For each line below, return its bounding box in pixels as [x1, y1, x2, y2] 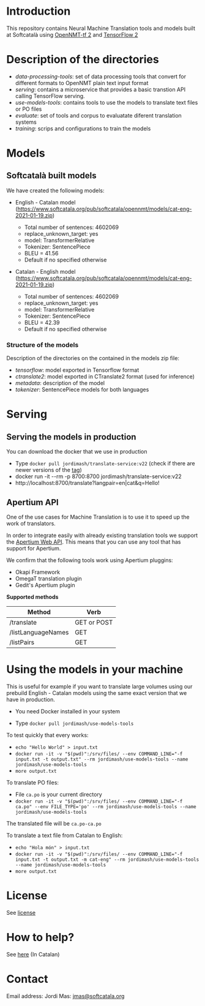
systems [15, 118, 37, 126]
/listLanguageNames [9, 628, 69, 636]
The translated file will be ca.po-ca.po [6, 819, 102, 827]
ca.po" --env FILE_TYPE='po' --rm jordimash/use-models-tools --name [15, 803, 197, 809]
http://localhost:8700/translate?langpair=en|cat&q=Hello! [15, 479, 160, 487]
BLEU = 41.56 [24, 249, 59, 257]
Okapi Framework [15, 568, 60, 576]
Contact [6, 972, 48, 986]
